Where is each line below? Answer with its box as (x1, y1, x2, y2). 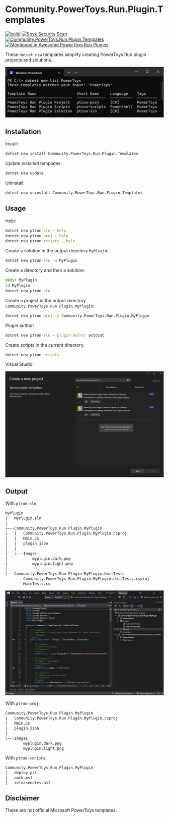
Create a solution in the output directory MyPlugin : (5, 248, 109, 254)
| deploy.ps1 (5, 770, 37, 775)
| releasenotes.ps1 (5, 780, 51, 785)
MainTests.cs (23, 581, 51, 586)
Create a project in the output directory (5, 297, 87, 303)
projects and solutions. (5, 57, 53, 63)
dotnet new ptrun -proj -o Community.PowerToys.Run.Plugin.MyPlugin (5, 313, 150, 318)
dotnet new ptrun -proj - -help (5, 233, 69, 238)
